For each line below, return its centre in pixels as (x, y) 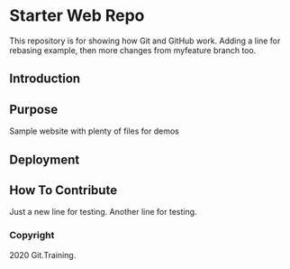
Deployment (45, 159)
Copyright (32, 236)
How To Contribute (63, 190)
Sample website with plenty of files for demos (95, 131)
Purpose (34, 109)
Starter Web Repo (77, 16)
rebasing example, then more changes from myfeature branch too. (133, 50)
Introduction (45, 79)
